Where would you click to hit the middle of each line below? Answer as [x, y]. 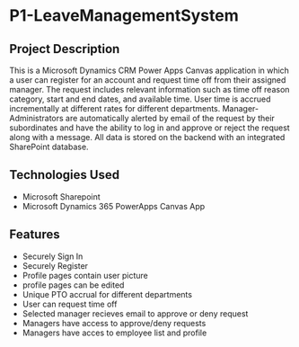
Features [35, 235]
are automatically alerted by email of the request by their [171, 118]
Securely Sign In [53, 256]
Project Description [65, 49]
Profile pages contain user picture [85, 275]
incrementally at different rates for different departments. [115, 108]
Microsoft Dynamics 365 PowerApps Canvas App [114, 206]
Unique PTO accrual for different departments [107, 294]
